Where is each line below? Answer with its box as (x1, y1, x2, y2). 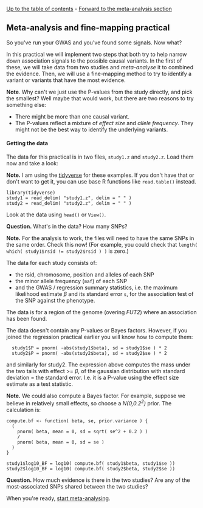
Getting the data (6, 140, 49, 147)
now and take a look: (6, 160, 59, 167)
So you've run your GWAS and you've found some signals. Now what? (6, 39, 182, 46)
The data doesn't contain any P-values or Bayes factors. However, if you (6, 327, 188, 334)
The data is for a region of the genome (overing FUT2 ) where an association (6, 309, 197, 316)
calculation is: (6, 406, 41, 413)
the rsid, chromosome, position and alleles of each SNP (15, 271, 154, 278)
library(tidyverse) (6, 190, 56, 196)
